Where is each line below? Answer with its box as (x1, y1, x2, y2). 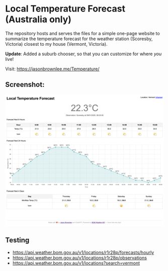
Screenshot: (5, 80, 45, 89)
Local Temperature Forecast (5, 3, 126, 15)
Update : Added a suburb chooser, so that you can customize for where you (5, 51, 162, 57)
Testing (5, 236, 30, 244)
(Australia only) (5, 14, 72, 25)
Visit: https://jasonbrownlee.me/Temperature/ (5, 66, 100, 72)
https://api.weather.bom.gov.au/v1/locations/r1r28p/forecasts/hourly (12, 249, 154, 255)
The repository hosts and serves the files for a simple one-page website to (5, 30, 160, 36)
